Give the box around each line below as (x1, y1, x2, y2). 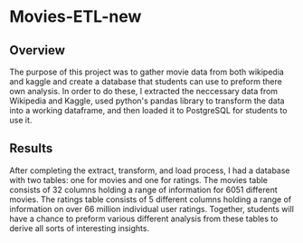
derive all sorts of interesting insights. (9, 222, 150, 233)
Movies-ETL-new (9, 6, 142, 27)
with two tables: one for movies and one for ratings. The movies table (9, 174, 269, 185)
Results (9, 141, 53, 156)
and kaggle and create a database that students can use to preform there (9, 76, 282, 87)
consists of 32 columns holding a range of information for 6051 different (9, 184, 278, 195)
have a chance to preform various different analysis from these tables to (9, 213, 279, 224)
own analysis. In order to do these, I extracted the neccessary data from (9, 86, 279, 96)
